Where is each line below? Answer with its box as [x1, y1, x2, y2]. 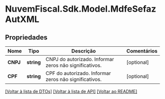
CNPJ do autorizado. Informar [45, 56, 114, 62]
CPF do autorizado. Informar [45, 70, 111, 77]
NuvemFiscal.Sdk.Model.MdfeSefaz [5, 3, 156, 15]
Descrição [71, 48, 96, 54]
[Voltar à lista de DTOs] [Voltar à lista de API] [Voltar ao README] [5, 89, 137, 94]
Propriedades [5, 33, 48, 41]
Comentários [126, 48, 158, 54]
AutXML [5, 14, 40, 25]
